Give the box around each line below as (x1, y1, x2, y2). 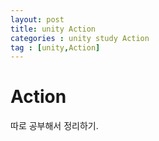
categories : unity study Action (10, 33, 150, 43)
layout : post (10, 14, 65, 25)
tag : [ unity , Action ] (10, 42, 101, 53)
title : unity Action (10, 24, 97, 34)
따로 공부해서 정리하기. (10, 120, 99, 132)
